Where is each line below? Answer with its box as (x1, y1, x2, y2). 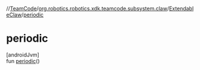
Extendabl (168, 5, 194, 12)
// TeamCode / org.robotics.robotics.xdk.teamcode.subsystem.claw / (6, 5, 170, 12)
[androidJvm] (6, 51, 40, 58)
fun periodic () (6, 57, 40, 64)
